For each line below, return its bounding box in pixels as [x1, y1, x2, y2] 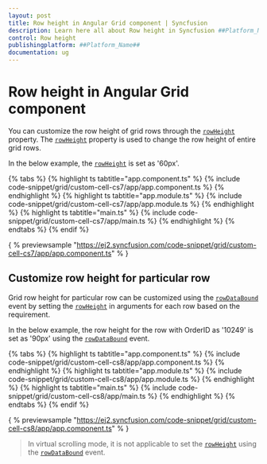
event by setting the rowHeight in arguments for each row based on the [8, 301, 241, 310]
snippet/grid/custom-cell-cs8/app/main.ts [8, 391, 146, 400]
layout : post [8, 11, 52, 20]
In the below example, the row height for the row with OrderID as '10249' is [8, 325, 254, 334]
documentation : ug [8, 49, 69, 57]
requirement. [8, 310, 50, 319]
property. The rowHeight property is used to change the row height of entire [8, 135, 256, 144]
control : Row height [8, 33, 77, 42]
